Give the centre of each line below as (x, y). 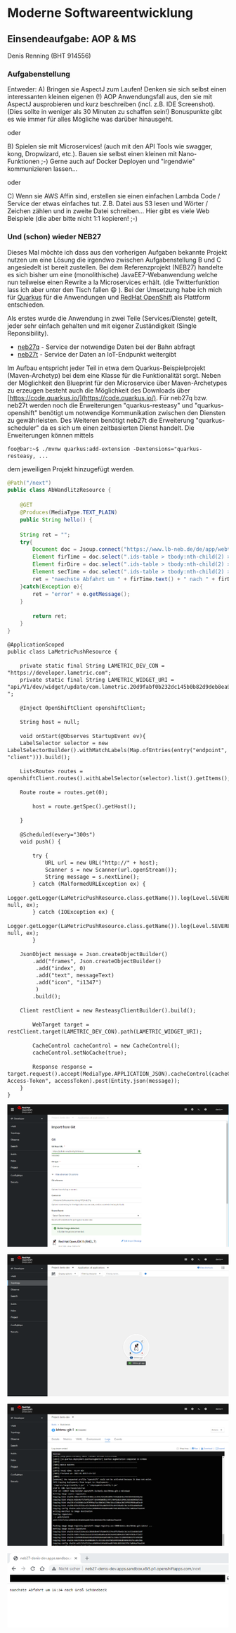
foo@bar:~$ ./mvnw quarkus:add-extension (69, 449)
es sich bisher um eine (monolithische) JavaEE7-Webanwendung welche (112, 274)
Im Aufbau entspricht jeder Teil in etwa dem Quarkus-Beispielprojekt (106, 368)
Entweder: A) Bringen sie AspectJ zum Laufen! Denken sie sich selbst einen (117, 89)
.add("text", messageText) (75, 975)
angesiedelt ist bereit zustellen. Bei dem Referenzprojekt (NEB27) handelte (115, 267)
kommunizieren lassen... (42, 169)
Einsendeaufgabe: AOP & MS (72, 39)
